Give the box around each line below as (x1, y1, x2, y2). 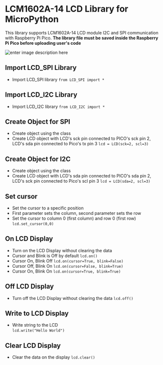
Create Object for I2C (5, 155, 71, 163)
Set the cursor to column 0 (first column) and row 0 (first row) (12, 215, 136, 221)
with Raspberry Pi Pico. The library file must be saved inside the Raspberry (5, 35, 159, 41)
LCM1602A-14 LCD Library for (5, 3, 128, 15)
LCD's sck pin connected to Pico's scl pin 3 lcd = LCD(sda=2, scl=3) (12, 178, 151, 184)
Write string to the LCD (12, 322, 58, 328)
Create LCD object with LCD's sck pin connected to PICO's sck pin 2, (12, 136, 151, 141)
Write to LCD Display (5, 310, 69, 318)
